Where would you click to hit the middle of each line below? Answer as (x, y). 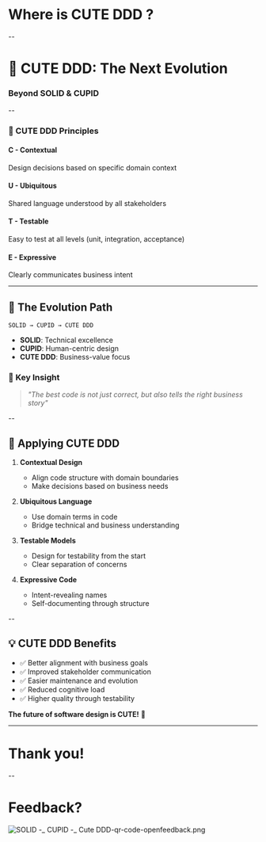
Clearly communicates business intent (70, 275)
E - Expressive (32, 257)
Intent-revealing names (69, 595)
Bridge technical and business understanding (105, 525)
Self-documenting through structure (91, 604)
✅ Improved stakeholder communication (85, 672)
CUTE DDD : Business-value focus (75, 356)
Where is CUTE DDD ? (81, 15)
